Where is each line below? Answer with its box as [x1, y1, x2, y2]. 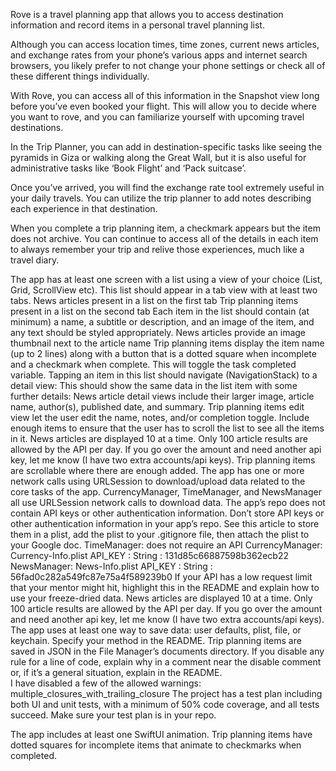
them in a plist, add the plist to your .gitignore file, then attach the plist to [10, 529, 310, 540]
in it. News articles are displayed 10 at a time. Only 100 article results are [10, 433, 308, 444]
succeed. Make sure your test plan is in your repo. [10, 709, 217, 721]
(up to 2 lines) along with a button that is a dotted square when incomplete [10, 348, 317, 359]
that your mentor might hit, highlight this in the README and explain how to [10, 582, 320, 593]
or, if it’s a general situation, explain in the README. [10, 667, 223, 678]
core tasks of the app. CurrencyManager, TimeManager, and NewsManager [10, 486, 322, 498]
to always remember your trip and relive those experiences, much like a [10, 244, 305, 255]
